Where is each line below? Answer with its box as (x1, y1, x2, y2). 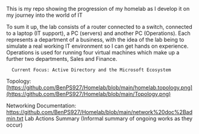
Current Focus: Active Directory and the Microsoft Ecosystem (11, 67, 171, 73)
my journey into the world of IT (6, 11, 83, 19)
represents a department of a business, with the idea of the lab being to (6, 36, 185, 43)
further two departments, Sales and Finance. (6, 56, 118, 62)
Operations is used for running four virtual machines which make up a (6, 49, 180, 56)
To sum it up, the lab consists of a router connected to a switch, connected (6, 24, 193, 30)
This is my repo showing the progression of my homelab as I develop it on (6, 5, 190, 12)
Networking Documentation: (6, 102, 77, 109)
